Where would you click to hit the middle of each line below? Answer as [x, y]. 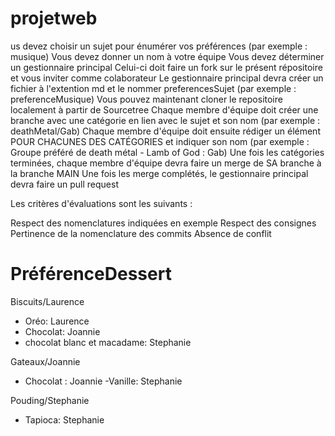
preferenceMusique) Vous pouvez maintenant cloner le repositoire [146, 99]
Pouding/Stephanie [50, 400]
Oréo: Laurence [57, 321]
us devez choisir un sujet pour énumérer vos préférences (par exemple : [159, 46]
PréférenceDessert [91, 274]
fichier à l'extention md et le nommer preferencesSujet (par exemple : [153, 88]
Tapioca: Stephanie [64, 419]
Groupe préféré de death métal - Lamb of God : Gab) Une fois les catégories [167, 152]
